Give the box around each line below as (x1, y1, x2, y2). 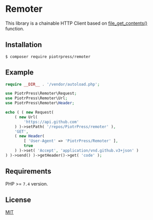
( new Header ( (14, 134, 45, 139)
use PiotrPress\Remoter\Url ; (5, 96, 68, 101)
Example (5, 68, 34, 77)
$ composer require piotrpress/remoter (5, 54, 91, 59)
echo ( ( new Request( (5, 110, 54, 115)
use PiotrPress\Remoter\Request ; (5, 91, 77, 96)
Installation (5, 41, 42, 49)
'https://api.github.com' (24, 119, 80, 124)
